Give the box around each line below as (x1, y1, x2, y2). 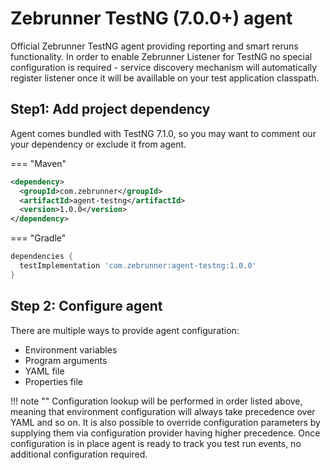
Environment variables (24, 343, 118, 356)
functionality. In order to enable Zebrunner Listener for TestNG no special (10, 50, 313, 62)
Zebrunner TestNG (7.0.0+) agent (10, 7, 293, 30)
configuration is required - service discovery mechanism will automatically (10, 61, 318, 73)
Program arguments (24, 354, 108, 366)
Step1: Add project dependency (10, 101, 211, 118)
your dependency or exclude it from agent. (10, 138, 187, 150)
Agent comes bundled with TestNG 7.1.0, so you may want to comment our (10, 127, 317, 139)
